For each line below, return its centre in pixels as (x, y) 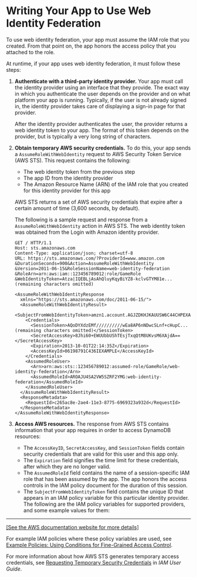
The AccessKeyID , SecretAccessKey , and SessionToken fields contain (104, 447)
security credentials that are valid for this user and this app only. (101, 454)
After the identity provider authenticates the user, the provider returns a (101, 124)
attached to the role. (30, 52)
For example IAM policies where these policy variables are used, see (89, 538)
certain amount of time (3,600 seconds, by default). (77, 208)
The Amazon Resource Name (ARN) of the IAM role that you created (106, 184)
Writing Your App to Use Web (79, 11)
